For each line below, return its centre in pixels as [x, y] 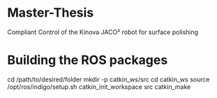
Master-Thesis [51, 13]
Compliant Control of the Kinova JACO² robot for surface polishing [103, 32]
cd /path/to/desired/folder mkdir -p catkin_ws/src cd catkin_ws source [108, 79]
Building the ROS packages [88, 60]
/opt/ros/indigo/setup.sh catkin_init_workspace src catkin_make [99, 87]
